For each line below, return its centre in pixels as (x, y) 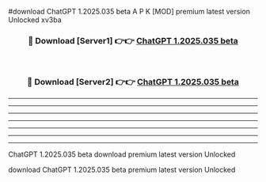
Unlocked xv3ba (35, 20)
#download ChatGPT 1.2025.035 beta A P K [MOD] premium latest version (129, 11)
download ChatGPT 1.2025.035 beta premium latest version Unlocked (122, 169)
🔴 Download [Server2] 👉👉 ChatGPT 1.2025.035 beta (133, 82)
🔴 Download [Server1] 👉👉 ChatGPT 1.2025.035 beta (133, 40)
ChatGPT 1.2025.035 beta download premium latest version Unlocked (122, 154)
